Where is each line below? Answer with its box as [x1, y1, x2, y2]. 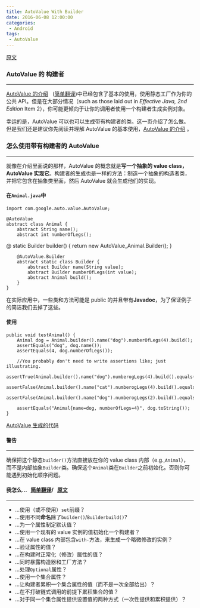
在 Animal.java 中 [6, 192, 46, 199]
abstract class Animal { [6, 221, 68, 227]
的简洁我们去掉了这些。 [6, 303, 64, 311]
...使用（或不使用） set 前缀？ [14, 506, 85, 514]
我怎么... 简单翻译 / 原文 [6, 486, 68, 493]
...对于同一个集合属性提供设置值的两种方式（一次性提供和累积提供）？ [14, 595, 186, 603]
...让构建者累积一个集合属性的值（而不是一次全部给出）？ [14, 581, 155, 588]
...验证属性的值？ [14, 543, 57, 551]
